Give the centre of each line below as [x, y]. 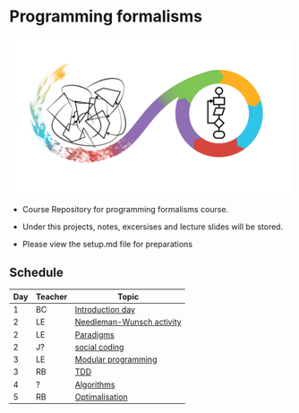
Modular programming [116, 359]
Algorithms [95, 384]
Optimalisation [101, 397]
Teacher [51, 297]
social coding [99, 347]
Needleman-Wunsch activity [128, 322]
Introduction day [105, 310]
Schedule [37, 272]
